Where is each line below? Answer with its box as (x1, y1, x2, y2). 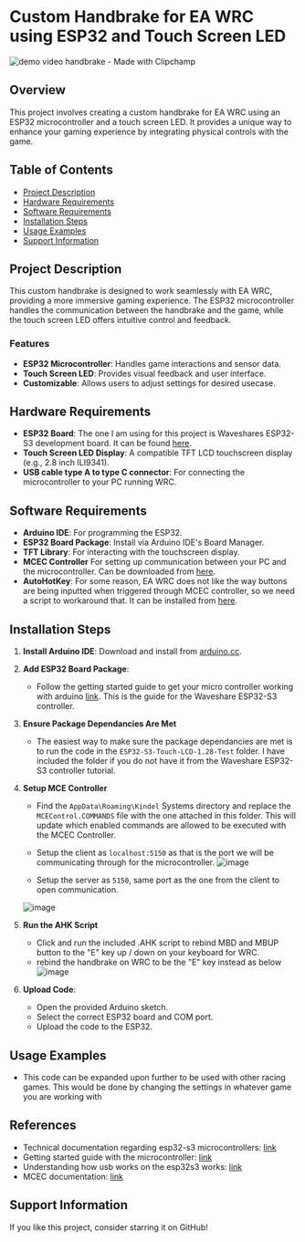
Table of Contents (9, 162, 114, 178)
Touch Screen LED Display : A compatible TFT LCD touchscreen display (22, 447, 293, 458)
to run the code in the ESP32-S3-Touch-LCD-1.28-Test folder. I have (36, 746, 286, 757)
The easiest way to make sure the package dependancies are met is (36, 736, 293, 747)
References (9, 1118, 77, 1133)
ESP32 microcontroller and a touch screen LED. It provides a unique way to (9, 116, 292, 127)
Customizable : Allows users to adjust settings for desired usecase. (22, 377, 276, 389)
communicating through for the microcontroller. (36, 857, 216, 868)
